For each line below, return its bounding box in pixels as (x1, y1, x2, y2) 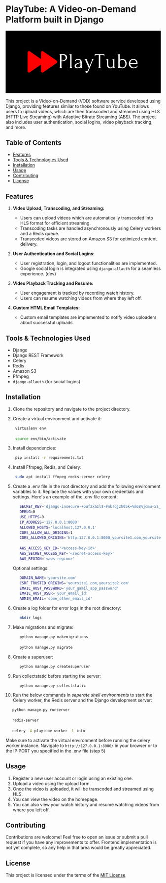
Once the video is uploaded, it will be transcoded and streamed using (12, 786, 154, 792)
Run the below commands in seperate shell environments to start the (12, 692, 153, 698)
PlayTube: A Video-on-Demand (5, 3, 136, 15)
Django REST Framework (12, 352, 64, 358)
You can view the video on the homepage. (12, 796, 99, 802)
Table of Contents (5, 138, 62, 147)
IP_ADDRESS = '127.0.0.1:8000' (19, 520, 79, 525)
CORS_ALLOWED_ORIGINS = (19, 535, 66, 540)
